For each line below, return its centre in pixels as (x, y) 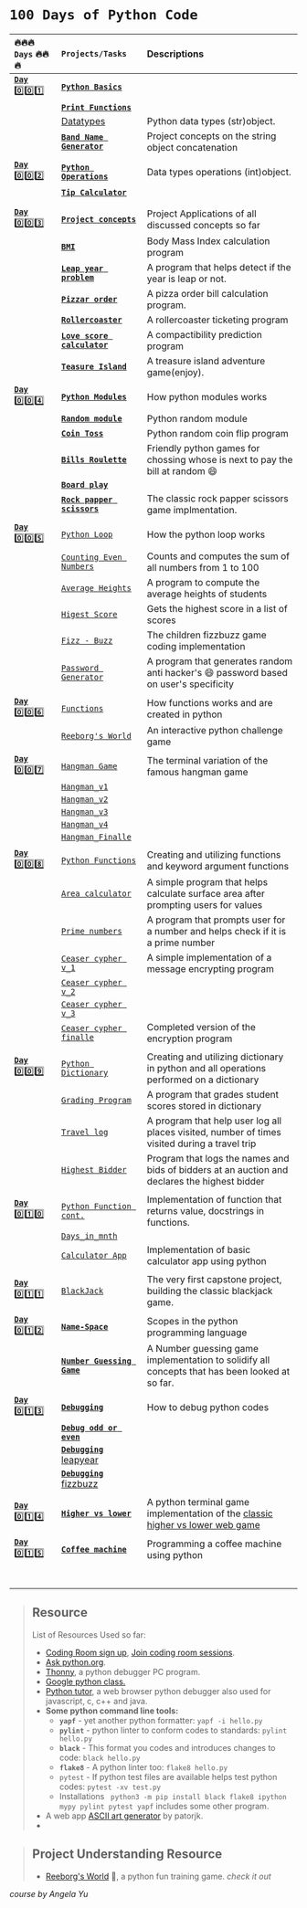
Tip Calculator (94, 192)
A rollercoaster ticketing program (217, 320)
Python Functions (99, 861)
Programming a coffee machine (214, 1544)
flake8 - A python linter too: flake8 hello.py (143, 1767)
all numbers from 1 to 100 (203, 567)
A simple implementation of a (209, 957)
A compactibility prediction (204, 334)
